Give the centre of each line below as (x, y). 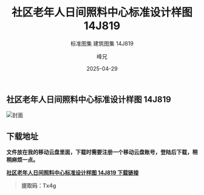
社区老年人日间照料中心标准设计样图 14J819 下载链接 (73, 173)
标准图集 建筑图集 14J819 (102, 43)
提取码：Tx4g (39, 186)
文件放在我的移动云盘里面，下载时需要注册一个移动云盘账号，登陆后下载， (99, 152)
